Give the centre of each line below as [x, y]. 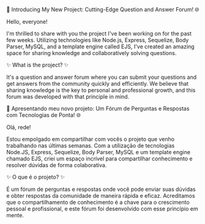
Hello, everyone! [27, 22]
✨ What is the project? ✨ [38, 65]
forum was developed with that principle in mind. [68, 97]
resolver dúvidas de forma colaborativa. [57, 165]
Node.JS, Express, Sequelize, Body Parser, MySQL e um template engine [99, 152]
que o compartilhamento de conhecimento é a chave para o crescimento [98, 202]
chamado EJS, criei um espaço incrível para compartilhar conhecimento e [99, 159]
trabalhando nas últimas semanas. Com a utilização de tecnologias [91, 146]
